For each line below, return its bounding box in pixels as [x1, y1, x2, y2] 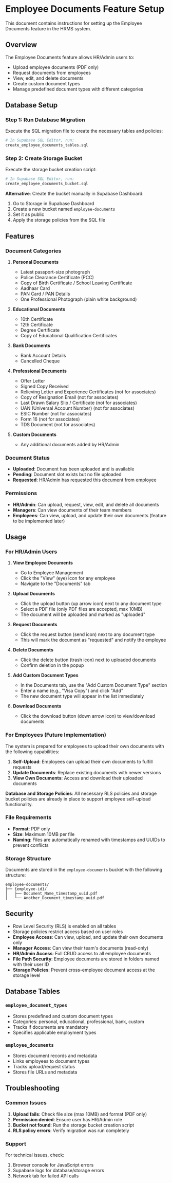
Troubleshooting [5, 1084, 60, 1093]
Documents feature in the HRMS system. [5, 25, 91, 31]
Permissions [5, 489, 37, 497]
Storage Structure [5, 854, 51, 862]
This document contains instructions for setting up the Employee [5, 20, 142, 26]
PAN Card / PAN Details [20, 290, 70, 297]
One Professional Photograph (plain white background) [20, 296, 137, 302]
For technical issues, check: [5, 1152, 65, 1158]
